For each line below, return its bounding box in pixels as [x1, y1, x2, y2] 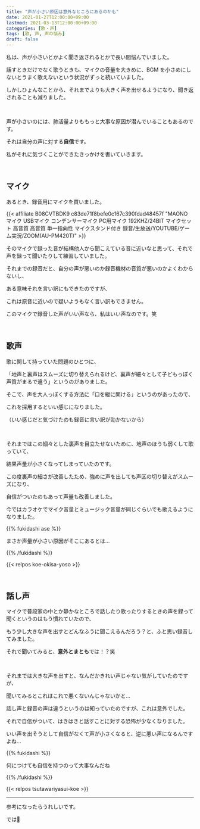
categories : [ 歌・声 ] [6, 25, 57, 32]
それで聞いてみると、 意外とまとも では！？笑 [6, 648, 115, 655]
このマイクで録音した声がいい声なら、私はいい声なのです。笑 [6, 310, 157, 317]
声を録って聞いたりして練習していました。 [6, 252, 110, 259]
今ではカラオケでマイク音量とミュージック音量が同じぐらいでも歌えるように [6, 506, 193, 513]
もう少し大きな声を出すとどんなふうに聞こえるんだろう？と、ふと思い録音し [6, 628, 193, 635]
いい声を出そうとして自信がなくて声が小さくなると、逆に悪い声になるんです [6, 730, 193, 737]
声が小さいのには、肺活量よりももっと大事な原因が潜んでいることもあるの [6, 118, 189, 125]
